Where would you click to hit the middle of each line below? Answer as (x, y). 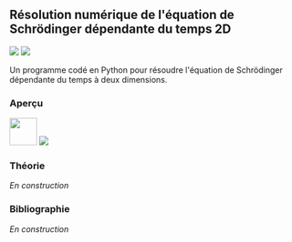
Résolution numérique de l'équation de (122, 15)
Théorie (27, 166)
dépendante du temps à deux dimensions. (89, 79)
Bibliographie (40, 209)
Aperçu (26, 103)
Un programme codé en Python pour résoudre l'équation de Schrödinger (146, 70)
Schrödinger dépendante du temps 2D (120, 30)
